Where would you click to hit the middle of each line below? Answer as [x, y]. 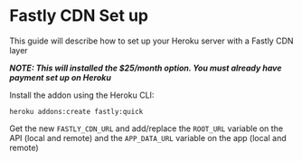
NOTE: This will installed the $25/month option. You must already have [146, 68]
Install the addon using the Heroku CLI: [82, 95]
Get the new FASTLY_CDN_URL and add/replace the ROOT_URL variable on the [146, 128]
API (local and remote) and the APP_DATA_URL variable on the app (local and [148, 137]
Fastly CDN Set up [79, 16]
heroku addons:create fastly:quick [76, 111]
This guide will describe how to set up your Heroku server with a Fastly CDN [151, 41]
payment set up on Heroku [60, 77]
